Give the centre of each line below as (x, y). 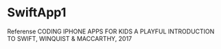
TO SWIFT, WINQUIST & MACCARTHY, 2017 (70, 38)
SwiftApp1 (37, 13)
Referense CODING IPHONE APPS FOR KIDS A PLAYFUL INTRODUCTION (111, 31)
